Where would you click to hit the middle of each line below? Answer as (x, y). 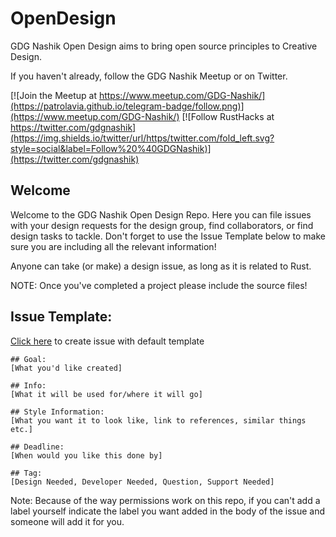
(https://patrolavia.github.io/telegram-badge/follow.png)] (127, 106)
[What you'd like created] (66, 368)
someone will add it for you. (67, 521)
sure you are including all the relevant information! (113, 246)
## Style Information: (57, 412)
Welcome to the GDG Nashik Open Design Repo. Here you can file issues (161, 214)
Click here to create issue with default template (107, 341)
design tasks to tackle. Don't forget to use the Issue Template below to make (168, 236)
